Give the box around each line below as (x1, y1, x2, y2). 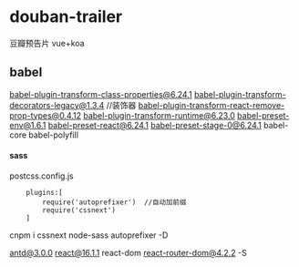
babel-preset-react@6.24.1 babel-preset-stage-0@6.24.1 (47, 119, 263, 130)
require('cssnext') (42, 205, 117, 215)
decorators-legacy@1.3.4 (9, 99, 105, 110)
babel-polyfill (28, 129, 79, 140)
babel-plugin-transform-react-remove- (138, 99, 285, 110)
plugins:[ (26, 188, 64, 197)
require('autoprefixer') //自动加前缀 (42, 198, 187, 207)
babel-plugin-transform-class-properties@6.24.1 (9, 88, 193, 99)
